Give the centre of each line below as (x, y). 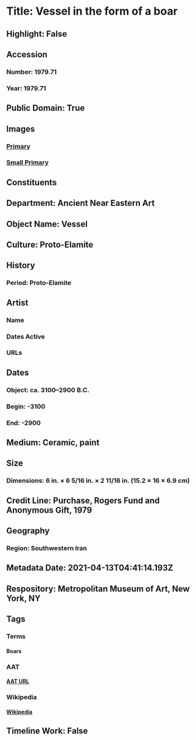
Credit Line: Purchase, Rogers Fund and (83, 500)
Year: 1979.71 (26, 88)
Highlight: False (37, 34)
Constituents (32, 182)
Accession (27, 54)
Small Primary (27, 163)
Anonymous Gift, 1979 (49, 510)
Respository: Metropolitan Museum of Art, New (98, 589)
